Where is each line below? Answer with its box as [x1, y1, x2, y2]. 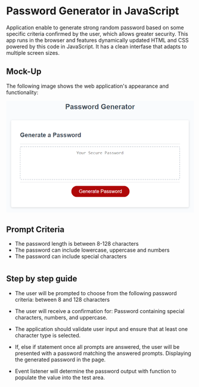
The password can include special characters [14, 253, 127, 260]
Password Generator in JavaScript [6, 4, 179, 18]
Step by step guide [6, 274, 77, 284]
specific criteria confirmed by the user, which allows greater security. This [6, 30, 189, 37]
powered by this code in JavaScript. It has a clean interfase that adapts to [6, 43, 187, 50]
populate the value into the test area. [14, 374, 105, 381]
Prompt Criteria [6, 224, 64, 234]
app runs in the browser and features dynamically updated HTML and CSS [6, 36, 189, 44]
